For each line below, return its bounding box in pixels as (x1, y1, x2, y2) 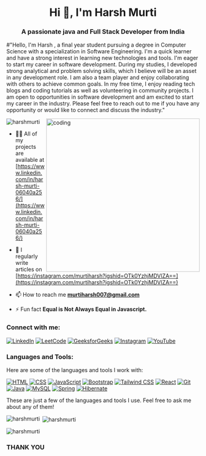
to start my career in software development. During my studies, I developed (6, 61, 197, 68)
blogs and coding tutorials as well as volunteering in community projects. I (6, 87, 194, 94)
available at (15, 156, 45, 164)
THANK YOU (6, 443, 45, 451)
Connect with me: (6, 323, 61, 332)
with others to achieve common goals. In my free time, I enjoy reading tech (6, 80, 195, 88)
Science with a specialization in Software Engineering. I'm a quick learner (6, 48, 192, 55)
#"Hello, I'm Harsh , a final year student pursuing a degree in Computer (6, 41, 186, 48)
